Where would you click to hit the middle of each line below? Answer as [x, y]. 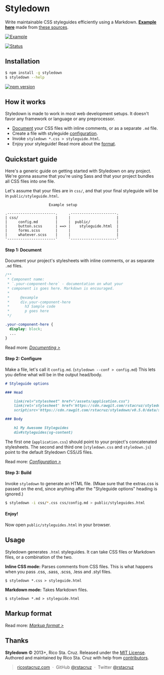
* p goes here [28, 311]
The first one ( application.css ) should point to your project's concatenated [81, 442]
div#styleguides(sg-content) [43, 432]
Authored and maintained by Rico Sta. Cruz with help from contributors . [77, 657]
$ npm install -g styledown [34, 73]
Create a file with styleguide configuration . [55, 133]
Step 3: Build [18, 473]
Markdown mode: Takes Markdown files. [47, 590]
